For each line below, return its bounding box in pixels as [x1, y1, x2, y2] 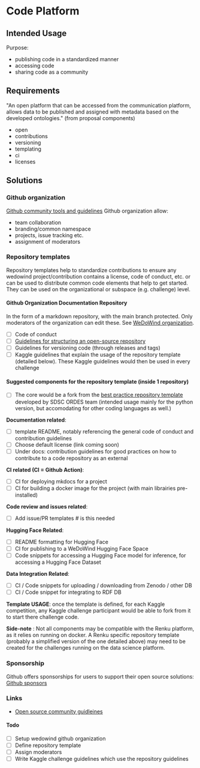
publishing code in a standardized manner [14, 56, 119, 62]
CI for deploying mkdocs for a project [14, 477, 108, 485]
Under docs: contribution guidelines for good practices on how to [14, 447, 177, 455]
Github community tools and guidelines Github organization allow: [6, 207, 169, 214]
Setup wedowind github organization [14, 735, 106, 742]
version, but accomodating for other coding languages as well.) [14, 404, 172, 412]
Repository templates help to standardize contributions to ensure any [6, 266, 177, 274]
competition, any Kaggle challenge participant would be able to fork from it [6, 607, 191, 614]
